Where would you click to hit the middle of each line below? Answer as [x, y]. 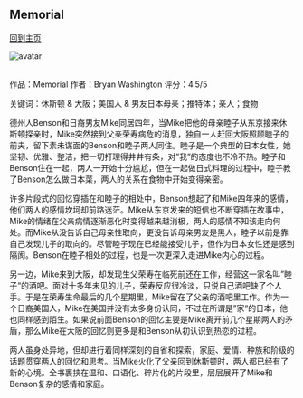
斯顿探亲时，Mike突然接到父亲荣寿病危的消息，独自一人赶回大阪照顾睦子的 [149, 134]
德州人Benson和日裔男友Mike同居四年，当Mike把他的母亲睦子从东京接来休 [148, 122]
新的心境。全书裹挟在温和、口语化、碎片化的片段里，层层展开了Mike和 [141, 372]
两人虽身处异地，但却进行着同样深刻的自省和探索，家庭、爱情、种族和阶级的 [152, 350]
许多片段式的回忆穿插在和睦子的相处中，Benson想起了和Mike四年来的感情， [151, 198]
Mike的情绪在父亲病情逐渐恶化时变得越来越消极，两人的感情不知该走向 [141, 221]
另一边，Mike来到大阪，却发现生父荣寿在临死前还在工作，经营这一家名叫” [147, 274]
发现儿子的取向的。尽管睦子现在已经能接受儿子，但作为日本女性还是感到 [160, 243]
